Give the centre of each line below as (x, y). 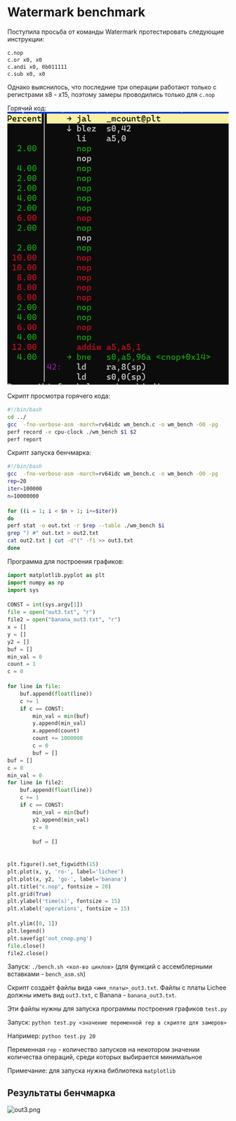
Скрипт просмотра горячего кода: (59, 396)
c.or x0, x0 (25, 60)
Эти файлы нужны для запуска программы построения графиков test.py (117, 1009)
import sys (23, 590)
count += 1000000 (58, 739)
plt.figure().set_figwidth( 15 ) (53, 864)
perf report (25, 439)
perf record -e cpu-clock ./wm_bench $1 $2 (72, 432)
